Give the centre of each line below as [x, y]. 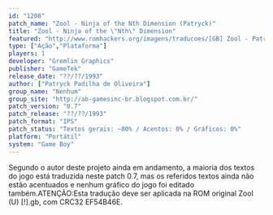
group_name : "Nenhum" [45, 91]
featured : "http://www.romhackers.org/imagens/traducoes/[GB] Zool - [129, 39]
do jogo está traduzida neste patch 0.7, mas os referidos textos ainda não [131, 176]
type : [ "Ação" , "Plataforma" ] [58, 46]
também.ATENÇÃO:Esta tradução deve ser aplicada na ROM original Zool [131, 193]
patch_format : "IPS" [43, 122]
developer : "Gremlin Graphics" [61, 62]
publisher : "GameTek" [45, 69]
